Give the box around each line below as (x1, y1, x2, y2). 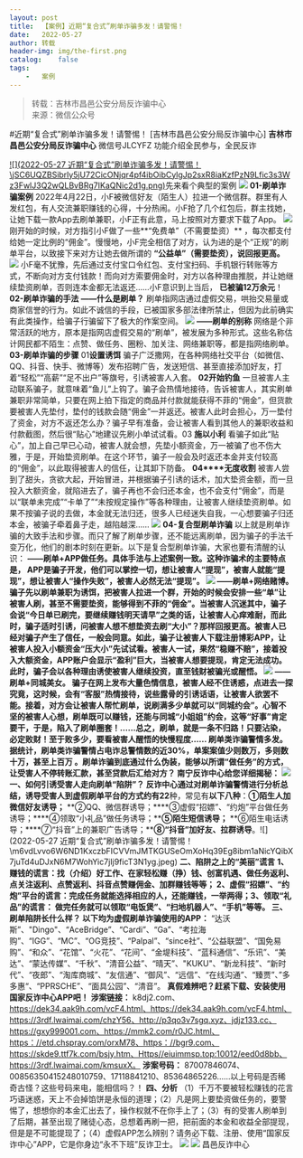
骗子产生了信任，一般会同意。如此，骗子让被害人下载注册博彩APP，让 (24, 632, 287, 643)
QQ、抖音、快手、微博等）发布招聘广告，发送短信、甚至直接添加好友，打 (9, 361, 282, 372)
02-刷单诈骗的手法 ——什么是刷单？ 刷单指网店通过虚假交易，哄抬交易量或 (9, 293, 289, 304)
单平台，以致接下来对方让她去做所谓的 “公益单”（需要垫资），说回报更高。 (9, 248, 285, 259)
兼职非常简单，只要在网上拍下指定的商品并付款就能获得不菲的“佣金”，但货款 (9, 394, 293, 405)
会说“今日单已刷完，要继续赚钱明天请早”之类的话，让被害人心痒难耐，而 (9, 609, 280, 620)
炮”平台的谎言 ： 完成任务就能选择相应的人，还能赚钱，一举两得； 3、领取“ (9, 890, 284, 900)
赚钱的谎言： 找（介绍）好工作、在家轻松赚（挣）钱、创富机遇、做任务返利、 (9, 867, 294, 878)
